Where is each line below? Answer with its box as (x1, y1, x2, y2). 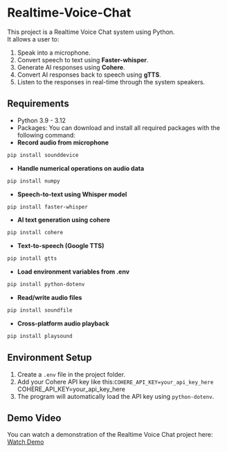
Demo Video (7, 412, 62, 424)
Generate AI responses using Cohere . (17, 63, 126, 71)
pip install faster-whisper (7, 203, 89, 210)
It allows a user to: (7, 35, 60, 43)
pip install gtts (7, 255, 57, 262)
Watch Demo (7, 437, 44, 446)
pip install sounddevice (7, 151, 79, 158)
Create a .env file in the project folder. (17, 370, 126, 378)
